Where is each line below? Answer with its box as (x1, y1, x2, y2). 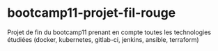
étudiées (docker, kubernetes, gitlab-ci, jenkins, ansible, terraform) (7, 35, 200, 43)
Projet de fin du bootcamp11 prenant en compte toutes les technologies (7, 28, 211, 36)
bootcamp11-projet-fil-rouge (7, 5, 176, 21)
